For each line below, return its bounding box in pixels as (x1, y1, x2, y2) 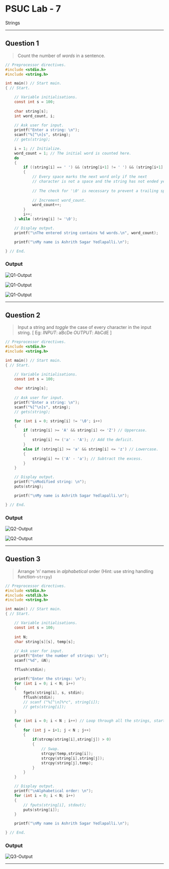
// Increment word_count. (32, 198, 87, 203)
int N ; (14, 635, 28, 640)
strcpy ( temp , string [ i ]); (41, 751, 94, 756)
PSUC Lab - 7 (5, 3, 61, 15)
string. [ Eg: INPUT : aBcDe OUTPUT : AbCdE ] (17, 329, 112, 336)
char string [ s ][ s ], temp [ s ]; (14, 639, 75, 644)
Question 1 (5, 39, 39, 48)
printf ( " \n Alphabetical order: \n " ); (14, 789, 94, 794)
